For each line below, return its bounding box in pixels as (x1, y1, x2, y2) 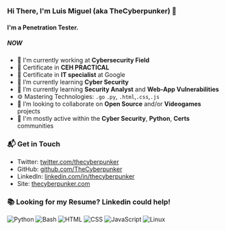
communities (16, 122, 54, 130)
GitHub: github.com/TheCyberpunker (16, 165, 123, 173)
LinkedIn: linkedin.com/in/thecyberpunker (16, 172, 135, 181)
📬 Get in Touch (7, 139, 60, 149)
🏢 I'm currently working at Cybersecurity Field (16, 56, 150, 65)
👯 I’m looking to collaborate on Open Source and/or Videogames (16, 100, 201, 108)
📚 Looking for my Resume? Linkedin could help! (7, 197, 171, 207)
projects (16, 107, 41, 115)
